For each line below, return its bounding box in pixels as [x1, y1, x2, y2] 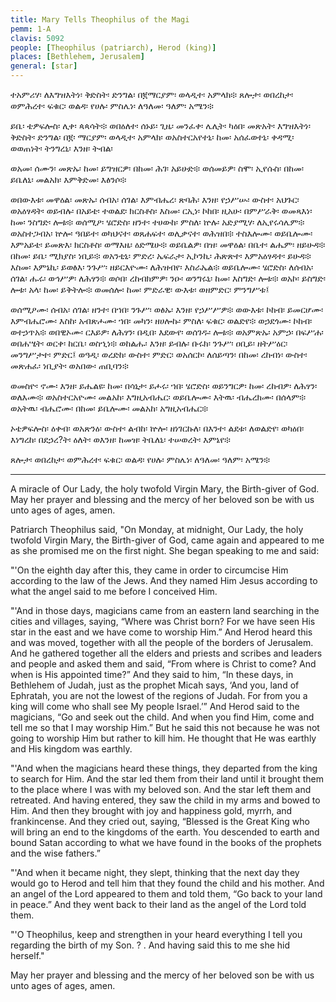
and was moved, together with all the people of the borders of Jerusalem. [10, 637, 314, 648]
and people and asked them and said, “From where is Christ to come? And [10, 658, 317, 670]
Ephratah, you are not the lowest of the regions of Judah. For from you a [10, 690, 308, 701]
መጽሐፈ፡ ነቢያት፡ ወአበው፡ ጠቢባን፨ [10, 360, 129, 371]
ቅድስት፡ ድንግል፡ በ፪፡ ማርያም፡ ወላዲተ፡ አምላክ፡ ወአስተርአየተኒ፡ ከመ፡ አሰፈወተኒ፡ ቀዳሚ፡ [10, 131, 295, 143]
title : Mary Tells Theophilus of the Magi [10, 14, 190, 25]
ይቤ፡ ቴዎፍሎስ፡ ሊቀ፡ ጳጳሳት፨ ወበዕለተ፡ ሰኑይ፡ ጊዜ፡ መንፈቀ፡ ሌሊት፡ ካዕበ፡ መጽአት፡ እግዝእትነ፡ [10, 120, 311, 131]
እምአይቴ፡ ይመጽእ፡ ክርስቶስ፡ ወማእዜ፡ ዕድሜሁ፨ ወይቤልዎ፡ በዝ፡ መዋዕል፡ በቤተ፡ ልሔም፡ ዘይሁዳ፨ [10, 239, 326, 250]
